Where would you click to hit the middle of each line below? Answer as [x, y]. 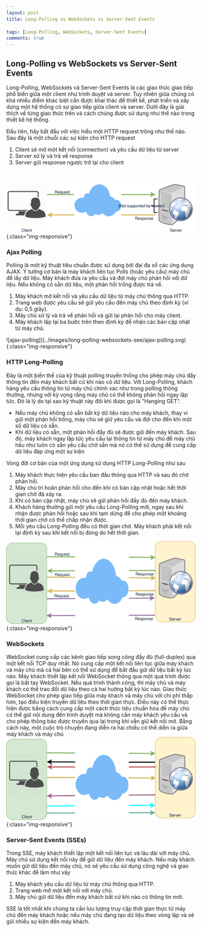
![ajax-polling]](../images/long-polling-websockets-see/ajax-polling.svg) [96, 340]
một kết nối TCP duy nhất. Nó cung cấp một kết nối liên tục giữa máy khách [100, 663]
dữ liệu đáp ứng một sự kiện [50, 451]
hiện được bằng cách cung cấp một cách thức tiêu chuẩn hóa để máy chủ [98, 708]
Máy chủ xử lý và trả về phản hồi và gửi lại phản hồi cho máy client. [98, 316]
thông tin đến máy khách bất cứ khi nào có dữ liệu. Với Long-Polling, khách [99, 381]
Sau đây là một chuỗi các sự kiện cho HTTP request [71, 138]
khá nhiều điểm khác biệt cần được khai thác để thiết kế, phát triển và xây [98, 100]
